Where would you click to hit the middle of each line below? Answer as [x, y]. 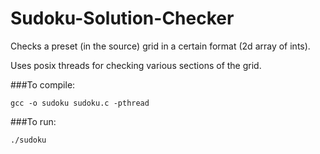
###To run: [33, 121]
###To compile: [43, 84]
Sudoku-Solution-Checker [122, 18]
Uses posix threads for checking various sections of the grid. [136, 65]
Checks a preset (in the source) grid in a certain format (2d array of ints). [160, 46]
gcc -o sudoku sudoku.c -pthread [80, 103]
